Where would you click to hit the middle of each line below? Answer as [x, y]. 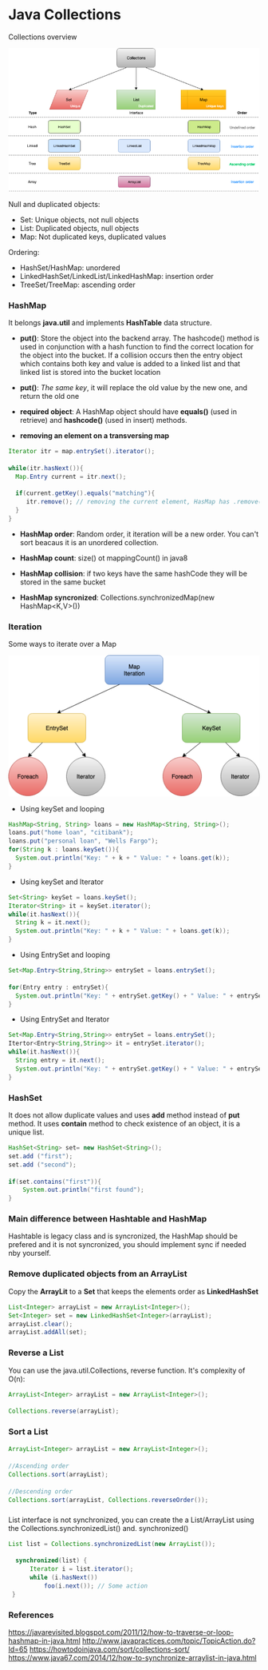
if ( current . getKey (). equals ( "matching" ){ [85, 493]
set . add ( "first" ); [41, 1156]
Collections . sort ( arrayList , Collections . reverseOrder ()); [108, 1500]
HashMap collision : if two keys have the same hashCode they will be [133, 573]
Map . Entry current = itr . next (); [71, 476]
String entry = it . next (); [60, 1061]
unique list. [26, 1132]
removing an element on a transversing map [95, 435]
